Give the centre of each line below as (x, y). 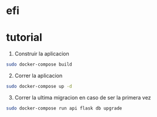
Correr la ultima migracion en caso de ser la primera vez (83, 97)
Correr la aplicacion (39, 75)
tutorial (24, 38)
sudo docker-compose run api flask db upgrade (64, 108)
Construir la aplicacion (42, 54)
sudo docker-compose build (39, 65)
